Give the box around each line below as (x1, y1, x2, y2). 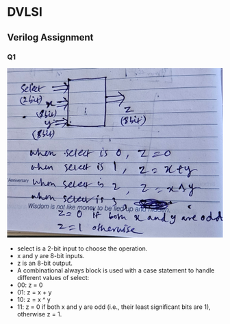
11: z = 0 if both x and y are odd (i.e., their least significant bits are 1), (16, 303, 211, 311)
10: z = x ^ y (16, 296, 51, 304)
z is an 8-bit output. (16, 259, 73, 268)
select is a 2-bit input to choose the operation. (16, 244, 148, 253)
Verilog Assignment (7, 32, 94, 43)
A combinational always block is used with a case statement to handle (16, 266, 215, 275)
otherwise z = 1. (16, 310, 62, 319)
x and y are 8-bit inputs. (16, 252, 85, 260)
